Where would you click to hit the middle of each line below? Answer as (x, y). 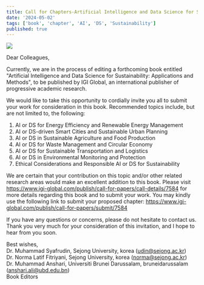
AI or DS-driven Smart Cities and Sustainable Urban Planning (91, 132)
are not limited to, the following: (46, 114)
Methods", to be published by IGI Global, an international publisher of (93, 82)
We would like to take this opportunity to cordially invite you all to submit (97, 100)
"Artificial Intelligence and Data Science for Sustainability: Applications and (100, 76)
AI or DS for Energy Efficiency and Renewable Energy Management (99, 125)
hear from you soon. (32, 233)
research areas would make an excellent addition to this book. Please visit (99, 182)
